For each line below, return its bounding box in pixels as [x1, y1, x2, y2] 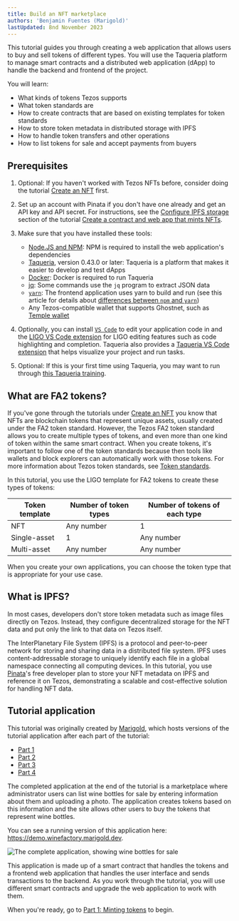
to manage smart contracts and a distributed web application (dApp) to [7, 58, 216, 67]
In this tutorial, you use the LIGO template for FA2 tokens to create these [7, 476, 219, 484]
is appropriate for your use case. [7, 570, 103, 579]
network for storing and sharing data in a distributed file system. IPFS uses [7, 646, 226, 655]
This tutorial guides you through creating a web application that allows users [7, 44, 231, 52]
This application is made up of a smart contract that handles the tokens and [7, 861, 229, 870]
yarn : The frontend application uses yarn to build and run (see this [28, 288, 223, 297]
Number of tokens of [148, 500, 221, 510]
